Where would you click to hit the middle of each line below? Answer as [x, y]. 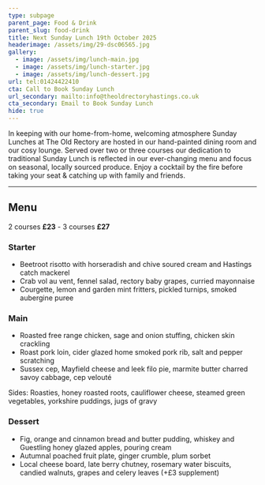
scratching [37, 361]
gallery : [22, 52]
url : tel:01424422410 [44, 81]
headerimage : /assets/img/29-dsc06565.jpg [79, 45]
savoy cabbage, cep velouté [65, 378]
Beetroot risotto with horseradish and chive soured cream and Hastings [136, 265]
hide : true [26, 111]
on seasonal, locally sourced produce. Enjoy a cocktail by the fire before [125, 167]
